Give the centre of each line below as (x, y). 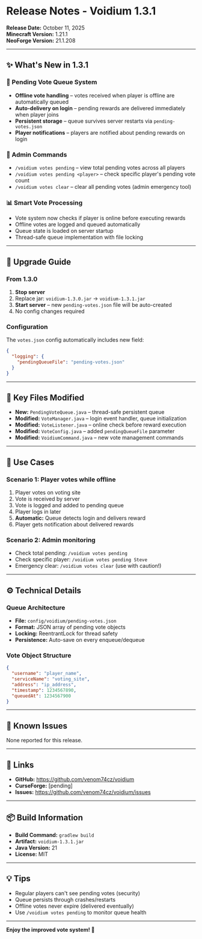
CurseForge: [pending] (44, 786)
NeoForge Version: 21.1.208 (41, 40)
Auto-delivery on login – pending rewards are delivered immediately (100, 108)
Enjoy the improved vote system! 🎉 (50, 929)
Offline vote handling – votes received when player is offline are (95, 95)
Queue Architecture (36, 608)
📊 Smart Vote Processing (44, 203)
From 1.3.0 (22, 279)
